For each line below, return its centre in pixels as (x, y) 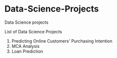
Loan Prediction (27, 51)
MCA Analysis (25, 46)
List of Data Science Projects (33, 31)
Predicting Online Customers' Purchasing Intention (62, 41)
